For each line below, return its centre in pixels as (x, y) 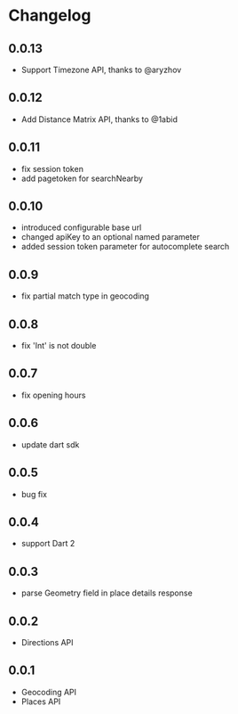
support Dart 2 (48, 544)
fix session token (52, 168)
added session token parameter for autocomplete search (125, 247)
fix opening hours (53, 395)
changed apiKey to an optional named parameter (111, 237)
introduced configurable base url (81, 227)
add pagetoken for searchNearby (82, 178)
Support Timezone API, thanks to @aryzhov (101, 70)
